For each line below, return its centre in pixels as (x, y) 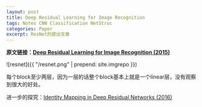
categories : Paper (29, 29)
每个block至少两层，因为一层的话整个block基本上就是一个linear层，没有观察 (101, 77)
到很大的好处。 (25, 85)
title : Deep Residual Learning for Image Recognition (76, 18)
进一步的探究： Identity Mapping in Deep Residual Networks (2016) (89, 97)
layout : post (23, 12)
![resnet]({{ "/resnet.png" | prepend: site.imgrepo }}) (72, 65)
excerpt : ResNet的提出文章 (38, 34)
